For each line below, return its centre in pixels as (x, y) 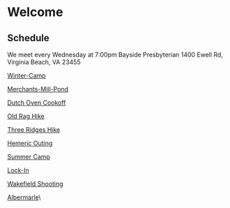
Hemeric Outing (30, 143)
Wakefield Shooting (35, 184)
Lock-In (18, 170)
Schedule (29, 38)
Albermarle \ (24, 197)
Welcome (35, 12)
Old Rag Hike (26, 116)
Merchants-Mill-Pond (38, 89)
